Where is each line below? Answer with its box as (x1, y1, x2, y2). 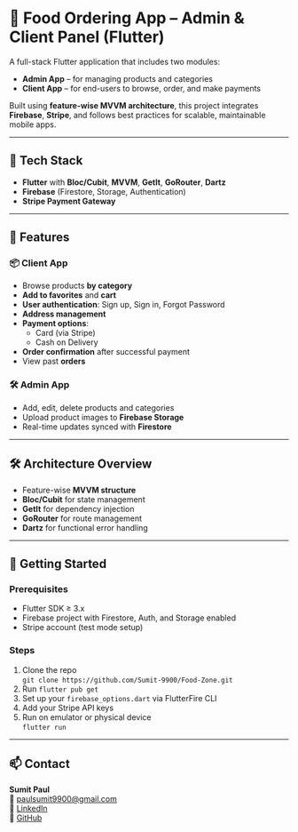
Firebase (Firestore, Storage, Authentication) (21, 186, 186, 196)
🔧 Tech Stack (9, 153, 83, 168)
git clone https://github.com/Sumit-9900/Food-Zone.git (21, 676, 233, 684)
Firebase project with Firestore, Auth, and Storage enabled (21, 612, 237, 623)
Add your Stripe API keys (21, 702, 114, 713)
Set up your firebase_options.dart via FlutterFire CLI (21, 692, 217, 703)
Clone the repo (21, 664, 77, 675)
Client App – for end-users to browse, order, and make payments (21, 83, 262, 93)
